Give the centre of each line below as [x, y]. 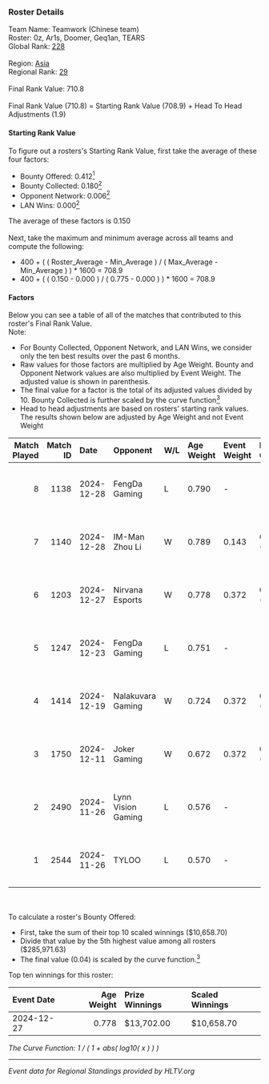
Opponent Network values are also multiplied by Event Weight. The [130, 373]
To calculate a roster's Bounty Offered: [72, 917]
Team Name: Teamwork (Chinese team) [74, 30]
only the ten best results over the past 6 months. [100, 356]
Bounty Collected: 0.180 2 [61, 185]
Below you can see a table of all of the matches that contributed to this [125, 315]
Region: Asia [29, 63]
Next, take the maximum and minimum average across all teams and [121, 238]
